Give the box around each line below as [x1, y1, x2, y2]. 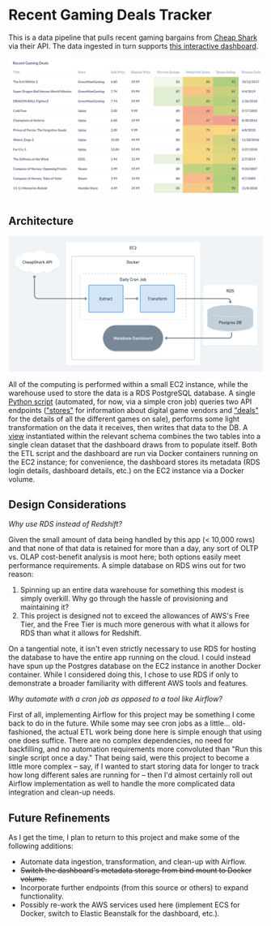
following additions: [8, 842, 74, 851]
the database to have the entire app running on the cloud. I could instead [8, 653, 251, 662]
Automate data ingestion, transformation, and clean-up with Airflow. [19, 857, 247, 867]
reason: [8, 570, 34, 579]
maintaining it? [19, 602, 70, 612]
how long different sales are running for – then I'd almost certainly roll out [8, 770, 253, 780]
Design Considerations [8, 497, 127, 511]
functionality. [19, 891, 64, 902]
